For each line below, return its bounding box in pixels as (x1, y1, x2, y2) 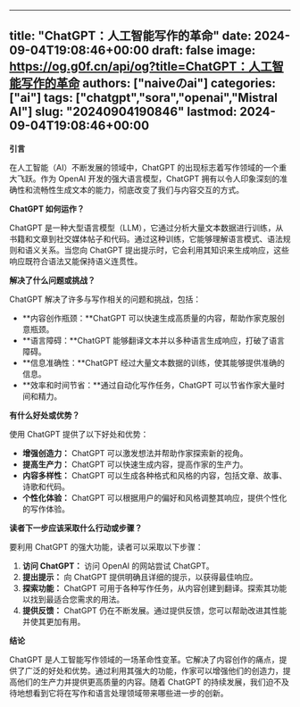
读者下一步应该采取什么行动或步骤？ (9, 522, 143, 533)
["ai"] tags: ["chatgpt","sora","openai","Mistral (9, 90, 279, 105)
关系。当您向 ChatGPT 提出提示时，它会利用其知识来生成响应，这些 (39, 245, 290, 255)
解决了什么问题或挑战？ (9, 274, 96, 286)
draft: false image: (151, 43, 256, 58)
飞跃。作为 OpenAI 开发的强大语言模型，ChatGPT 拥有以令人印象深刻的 (16, 173, 280, 184)
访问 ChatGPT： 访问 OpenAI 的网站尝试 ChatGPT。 (21, 560, 214, 571)
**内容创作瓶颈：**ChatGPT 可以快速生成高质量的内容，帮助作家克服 (21, 312, 278, 323)
